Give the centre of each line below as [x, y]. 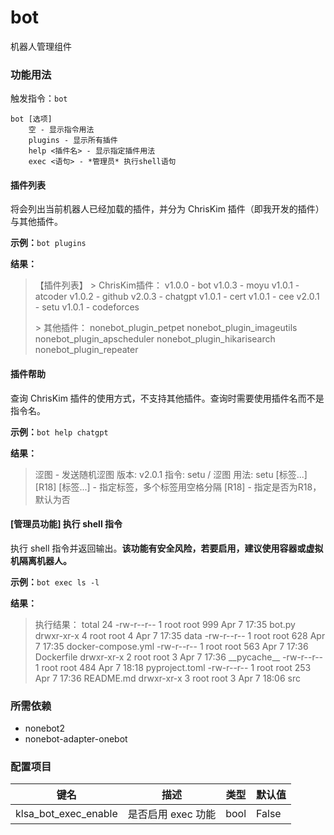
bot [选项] [31, 119]
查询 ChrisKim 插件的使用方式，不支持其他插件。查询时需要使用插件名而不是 [167, 398]
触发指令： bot [39, 98]
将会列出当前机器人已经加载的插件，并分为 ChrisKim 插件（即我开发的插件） [167, 209]
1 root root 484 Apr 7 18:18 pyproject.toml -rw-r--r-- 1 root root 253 [173, 667]
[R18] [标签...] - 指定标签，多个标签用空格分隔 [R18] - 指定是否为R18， [178, 487]
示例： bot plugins [48, 243]
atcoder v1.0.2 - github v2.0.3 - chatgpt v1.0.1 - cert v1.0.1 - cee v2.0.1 [177, 297]
